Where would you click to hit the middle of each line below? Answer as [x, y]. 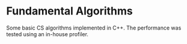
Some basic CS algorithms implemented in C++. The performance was [94, 28]
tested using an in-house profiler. [48, 34]
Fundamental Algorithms [70, 11]
